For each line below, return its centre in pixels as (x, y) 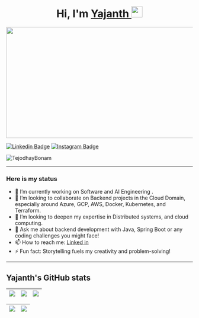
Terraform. (28, 211)
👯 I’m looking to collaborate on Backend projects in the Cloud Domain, (100, 198)
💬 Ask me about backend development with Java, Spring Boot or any (99, 229)
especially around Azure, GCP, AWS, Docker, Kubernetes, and (90, 204)
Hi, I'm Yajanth (92, 14)
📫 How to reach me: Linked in (52, 242)
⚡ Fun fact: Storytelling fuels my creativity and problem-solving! (92, 251)
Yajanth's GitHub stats (48, 277)
